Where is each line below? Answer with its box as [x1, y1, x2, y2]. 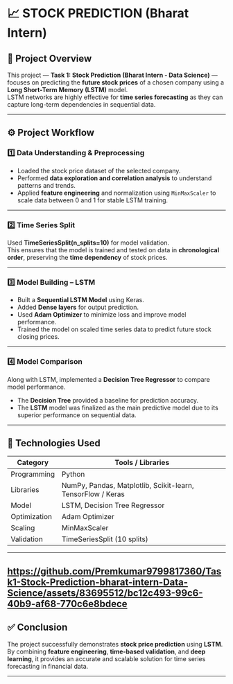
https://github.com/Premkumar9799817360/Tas [7, 565, 222, 577]
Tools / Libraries [114, 458, 170, 468]
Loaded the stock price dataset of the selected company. [17, 166, 181, 175]
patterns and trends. [17, 181, 76, 189]
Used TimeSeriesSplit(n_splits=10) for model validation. [7, 238, 170, 247]
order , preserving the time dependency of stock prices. [7, 253, 168, 261]
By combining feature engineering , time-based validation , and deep [7, 647, 206, 656]
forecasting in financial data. [7, 662, 89, 670]
